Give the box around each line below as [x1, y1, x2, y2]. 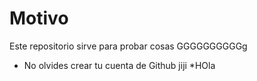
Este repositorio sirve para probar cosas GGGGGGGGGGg [9, 40, 248, 52]
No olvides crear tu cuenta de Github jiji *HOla [23, 59, 216, 71]
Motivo [9, 7, 69, 30]
